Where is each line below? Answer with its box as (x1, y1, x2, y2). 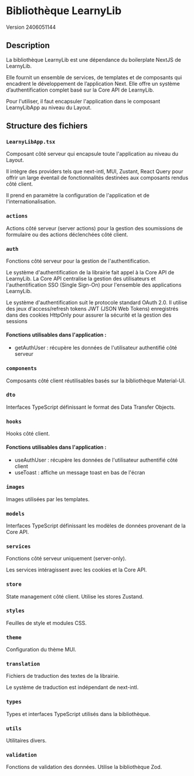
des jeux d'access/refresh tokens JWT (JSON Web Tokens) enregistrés (6, 305, 179, 313)
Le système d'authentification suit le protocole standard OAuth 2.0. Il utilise (6, 299, 188, 306)
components (6, 365, 37, 372)
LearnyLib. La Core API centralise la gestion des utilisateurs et (6, 275, 156, 283)
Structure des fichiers (6, 121, 88, 131)
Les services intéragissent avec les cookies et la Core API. (6, 566, 147, 573)
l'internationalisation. (6, 198, 57, 205)
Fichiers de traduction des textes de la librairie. (6, 673, 120, 680)
